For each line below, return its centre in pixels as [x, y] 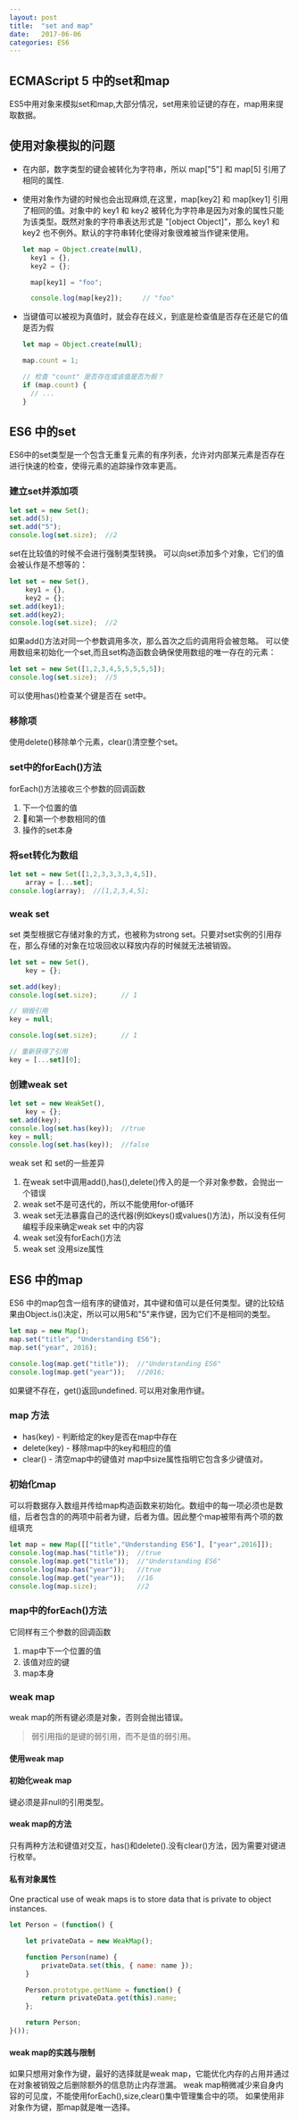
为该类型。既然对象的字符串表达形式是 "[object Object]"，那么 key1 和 [151, 221]
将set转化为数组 [44, 855]
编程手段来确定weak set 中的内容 [83, 1227]
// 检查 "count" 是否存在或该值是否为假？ [93, 377]
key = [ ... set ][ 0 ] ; [46, 1060]
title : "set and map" [51, 26]
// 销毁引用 [29, 1011]
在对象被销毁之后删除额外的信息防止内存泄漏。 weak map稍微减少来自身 [143, 2085]
